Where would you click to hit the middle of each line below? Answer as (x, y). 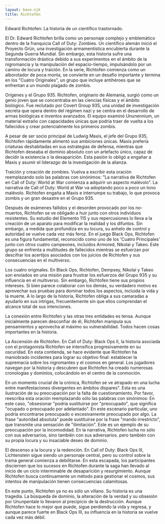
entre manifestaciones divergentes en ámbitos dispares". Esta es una (75, 388)
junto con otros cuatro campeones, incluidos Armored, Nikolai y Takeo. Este (82, 244)
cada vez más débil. (25, 517)
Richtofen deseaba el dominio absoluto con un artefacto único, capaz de (79, 152)
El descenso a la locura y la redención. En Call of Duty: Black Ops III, (74, 450)
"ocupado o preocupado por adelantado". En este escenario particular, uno (81, 409)
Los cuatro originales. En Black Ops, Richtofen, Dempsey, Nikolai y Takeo (79, 269)
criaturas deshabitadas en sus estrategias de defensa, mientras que (74, 146)
